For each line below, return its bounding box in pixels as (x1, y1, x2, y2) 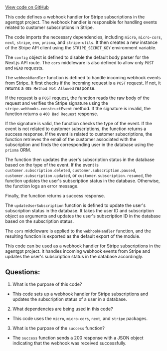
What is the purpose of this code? (12, 281, 82, 287)
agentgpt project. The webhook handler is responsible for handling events (5, 19, 157, 25)
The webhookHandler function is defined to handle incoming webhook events (5, 75, 161, 80)
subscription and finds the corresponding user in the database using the (5, 142, 154, 148)
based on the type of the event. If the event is (5, 162, 99, 168)
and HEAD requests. (5, 65, 44, 71)
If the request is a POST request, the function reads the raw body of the (5, 95, 150, 101)
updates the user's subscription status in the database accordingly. (5, 254, 144, 259)
